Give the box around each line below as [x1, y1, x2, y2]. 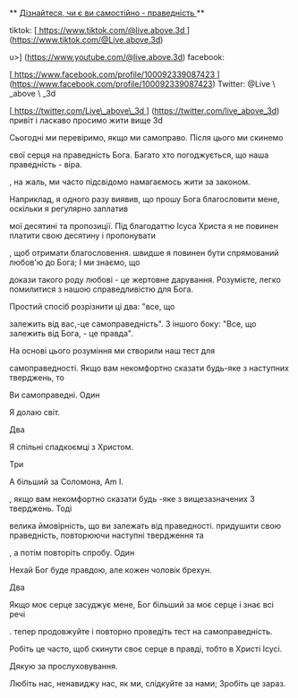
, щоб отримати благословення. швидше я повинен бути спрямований [9, 248, 279, 258]
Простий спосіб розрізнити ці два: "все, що [9, 302, 175, 311]
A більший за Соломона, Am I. [9, 476, 123, 487]
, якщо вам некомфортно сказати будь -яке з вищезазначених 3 [9, 494, 255, 504]
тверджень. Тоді [9, 503, 72, 514]
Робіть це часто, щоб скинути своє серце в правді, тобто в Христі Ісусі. [9, 643, 283, 654]
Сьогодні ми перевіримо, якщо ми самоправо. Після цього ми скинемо [9, 132, 284, 142]
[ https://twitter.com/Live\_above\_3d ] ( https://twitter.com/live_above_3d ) [9, 106, 280, 115]
